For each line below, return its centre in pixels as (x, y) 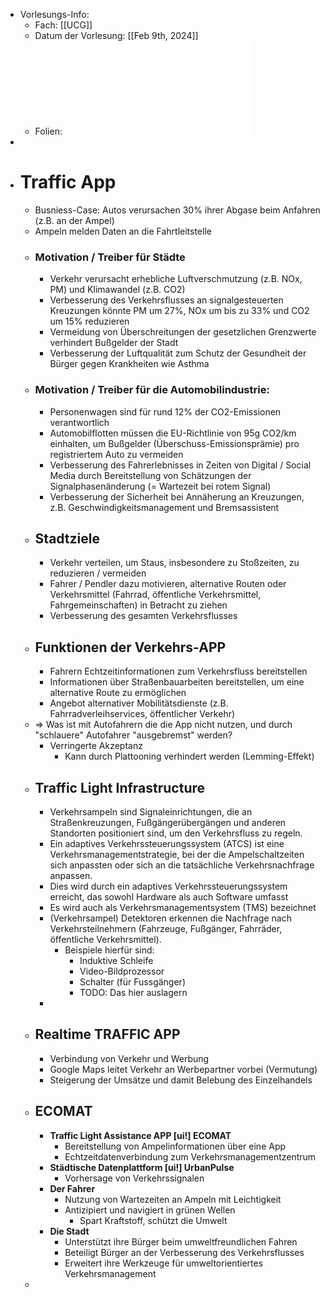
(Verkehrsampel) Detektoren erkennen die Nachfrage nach (170, 918)
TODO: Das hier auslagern (133, 992)
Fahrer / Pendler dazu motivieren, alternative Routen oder (168, 584)
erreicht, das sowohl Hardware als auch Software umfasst (169, 896)
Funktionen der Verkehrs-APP (130, 647)
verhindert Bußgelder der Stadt (114, 343)
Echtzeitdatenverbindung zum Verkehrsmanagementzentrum (190, 1156)
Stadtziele (67, 538)
